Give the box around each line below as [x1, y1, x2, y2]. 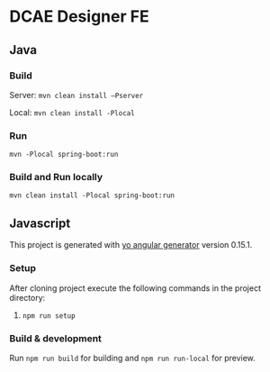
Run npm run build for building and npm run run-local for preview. [9, 352, 256, 363]
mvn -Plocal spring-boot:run [9, 150, 119, 159]
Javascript [9, 215, 71, 231]
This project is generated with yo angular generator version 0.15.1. [9, 240, 253, 250]
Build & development [9, 331, 102, 344]
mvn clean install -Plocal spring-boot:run [9, 191, 175, 200]
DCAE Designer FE [9, 6, 150, 27]
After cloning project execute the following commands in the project [9, 282, 261, 294]
